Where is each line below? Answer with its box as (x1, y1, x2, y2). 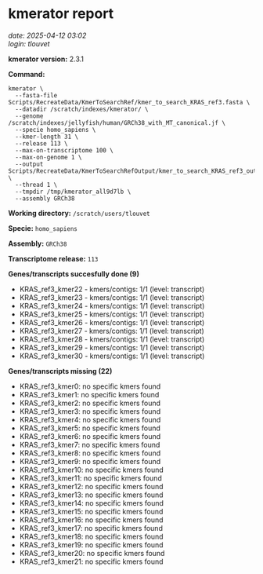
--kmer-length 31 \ (15, 133, 79, 141)
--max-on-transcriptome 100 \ (15, 146, 113, 154)
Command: (8, 69, 45, 79)
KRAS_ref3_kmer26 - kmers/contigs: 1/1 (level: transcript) (19, 317, 205, 327)
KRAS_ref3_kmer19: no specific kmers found (19, 539, 164, 550)
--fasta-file (15, 91, 58, 99)
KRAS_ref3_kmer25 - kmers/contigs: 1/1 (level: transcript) (19, 309, 205, 319)
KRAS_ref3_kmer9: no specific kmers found (19, 456, 161, 466)
